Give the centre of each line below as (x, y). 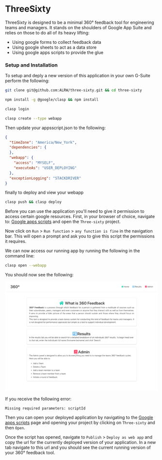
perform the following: (27, 81)
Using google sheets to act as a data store (54, 47)
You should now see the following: (39, 275)
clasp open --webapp (26, 266)
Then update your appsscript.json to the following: (55, 128)
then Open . (15, 428)
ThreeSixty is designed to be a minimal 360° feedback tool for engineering (80, 22)
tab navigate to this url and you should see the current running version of (78, 447)
